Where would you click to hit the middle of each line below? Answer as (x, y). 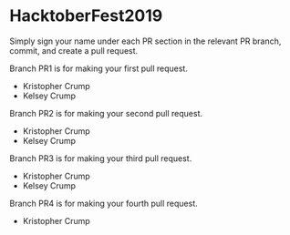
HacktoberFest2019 (86, 16)
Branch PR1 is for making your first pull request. (99, 68)
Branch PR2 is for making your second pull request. (106, 113)
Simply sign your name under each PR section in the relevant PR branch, (145, 41)
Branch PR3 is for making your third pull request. (101, 158)
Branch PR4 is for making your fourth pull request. (104, 203)
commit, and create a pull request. (74, 50)
